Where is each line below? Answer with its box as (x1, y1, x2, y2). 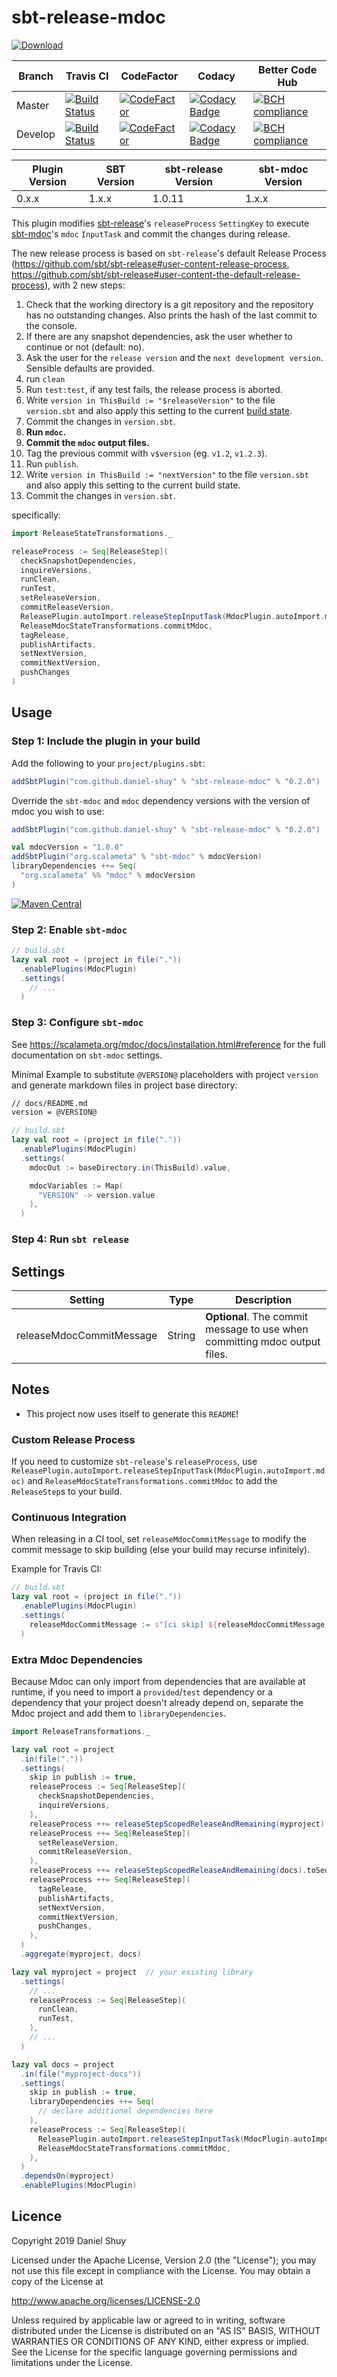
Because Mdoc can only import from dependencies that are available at (11, 1675, 306, 1687)
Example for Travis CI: (11, 1563, 103, 1575)
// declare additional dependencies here (37, 2106, 214, 2116)
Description (234, 1292, 293, 1306)
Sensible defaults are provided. (25, 362, 155, 374)
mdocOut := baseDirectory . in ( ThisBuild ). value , (29, 1162, 231, 1173)
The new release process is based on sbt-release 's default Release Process (11, 247, 327, 259)
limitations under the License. (11, 2356, 133, 2368)
